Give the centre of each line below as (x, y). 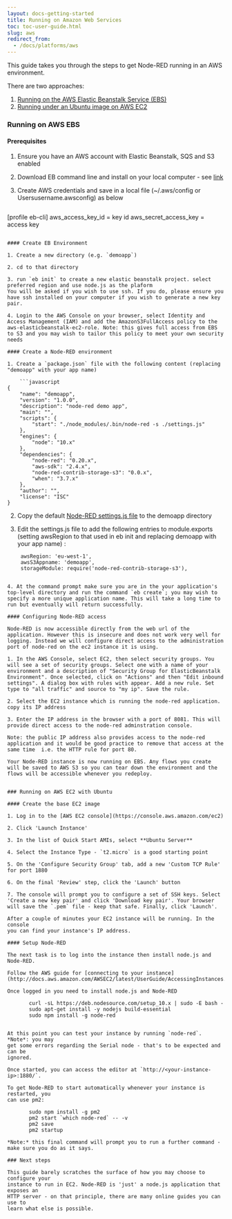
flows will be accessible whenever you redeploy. (80, 774)
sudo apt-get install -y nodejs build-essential (100, 1010)
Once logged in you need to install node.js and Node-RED (92, 991)
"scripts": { (38, 418)
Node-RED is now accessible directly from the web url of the (98, 629)
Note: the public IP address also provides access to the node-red (106, 738)
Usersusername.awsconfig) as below (70, 198)
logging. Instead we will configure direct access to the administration (116, 641)
